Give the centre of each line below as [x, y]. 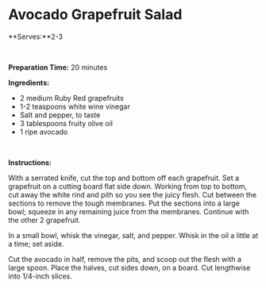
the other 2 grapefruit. [44, 220]
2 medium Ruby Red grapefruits [72, 98]
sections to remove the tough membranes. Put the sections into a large [124, 203]
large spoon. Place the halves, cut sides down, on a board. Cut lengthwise [129, 267]
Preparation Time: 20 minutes [58, 67]
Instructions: [30, 162]
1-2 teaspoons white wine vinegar [75, 106]
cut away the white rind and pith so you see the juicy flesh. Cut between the [132, 194]
